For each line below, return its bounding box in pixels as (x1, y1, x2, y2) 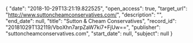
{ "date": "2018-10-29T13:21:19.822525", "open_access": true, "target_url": (5, 5, 188, 12)
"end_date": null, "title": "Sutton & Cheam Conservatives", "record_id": (5, 18, 177, 24)
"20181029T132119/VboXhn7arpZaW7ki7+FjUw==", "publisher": (5, 24, 161, 31)
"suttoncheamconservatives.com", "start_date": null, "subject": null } (5, 30, 173, 37)
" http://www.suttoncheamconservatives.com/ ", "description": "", (5, 11, 163, 18)
